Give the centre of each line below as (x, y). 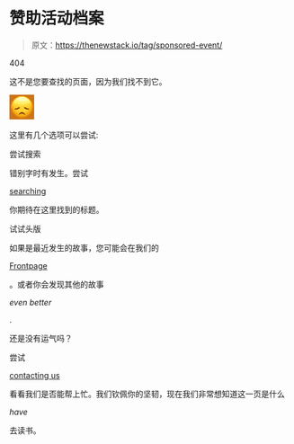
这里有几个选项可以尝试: (54, 135)
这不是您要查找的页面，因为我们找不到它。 (88, 81)
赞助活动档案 (57, 18)
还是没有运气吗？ (41, 338)
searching (28, 191)
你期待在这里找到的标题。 (57, 209)
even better (31, 302)
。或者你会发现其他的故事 (57, 284)
